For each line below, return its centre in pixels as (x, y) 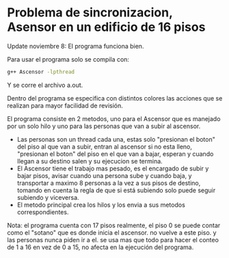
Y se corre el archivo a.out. (45, 85)
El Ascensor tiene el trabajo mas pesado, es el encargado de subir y (113, 168)
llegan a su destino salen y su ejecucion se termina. (90, 161)
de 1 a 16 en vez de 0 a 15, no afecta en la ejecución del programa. (100, 247)
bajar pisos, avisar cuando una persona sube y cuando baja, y (104, 175)
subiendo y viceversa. (48, 197)
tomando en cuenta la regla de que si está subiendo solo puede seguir (116, 190)
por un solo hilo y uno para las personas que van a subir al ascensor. (104, 126)
